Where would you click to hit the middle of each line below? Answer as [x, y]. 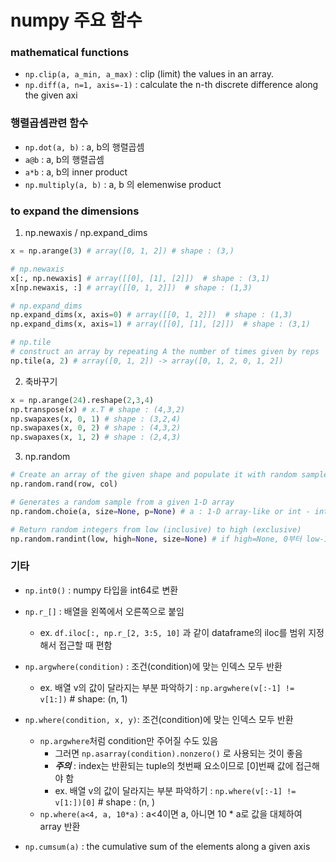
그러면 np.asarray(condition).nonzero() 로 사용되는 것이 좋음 [178, 753]
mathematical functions [70, 53]
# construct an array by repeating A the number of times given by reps [165, 352]
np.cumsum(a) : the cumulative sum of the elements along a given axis [167, 846]
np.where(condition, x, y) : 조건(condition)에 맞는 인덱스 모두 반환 [159, 719]
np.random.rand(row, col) [64, 484]
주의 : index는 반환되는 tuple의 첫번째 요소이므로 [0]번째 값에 [174, 765]
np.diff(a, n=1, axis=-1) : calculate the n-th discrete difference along [171, 85]
